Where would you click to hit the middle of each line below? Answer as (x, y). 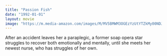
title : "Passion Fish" (29, 10)
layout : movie (20, 19)
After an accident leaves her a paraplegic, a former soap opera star (74, 38)
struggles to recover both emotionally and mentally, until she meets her (78, 43)
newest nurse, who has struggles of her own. (51, 48)
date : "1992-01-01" (25, 14)
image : (12, 24)
